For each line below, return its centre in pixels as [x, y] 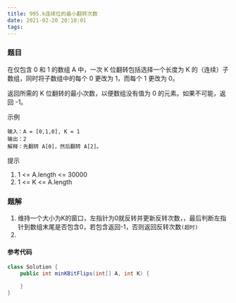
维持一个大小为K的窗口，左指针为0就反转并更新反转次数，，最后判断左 [119, 218]
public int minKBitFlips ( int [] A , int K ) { [85, 274]
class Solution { [33, 267]
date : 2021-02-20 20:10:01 [47, 20]
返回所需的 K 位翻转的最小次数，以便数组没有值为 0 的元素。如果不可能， [113, 93]
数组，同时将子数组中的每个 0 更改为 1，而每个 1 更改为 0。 [93, 78]
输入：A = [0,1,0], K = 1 [44, 131]
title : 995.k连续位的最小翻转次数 [52, 14]
